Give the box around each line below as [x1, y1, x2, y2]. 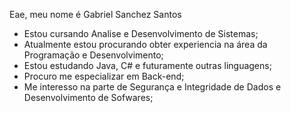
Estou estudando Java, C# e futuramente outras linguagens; [23, 60, 272, 71]
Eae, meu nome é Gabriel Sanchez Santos [9, 9, 182, 20]
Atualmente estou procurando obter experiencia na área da [23, 39, 268, 50]
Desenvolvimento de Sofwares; [23, 92, 154, 103]
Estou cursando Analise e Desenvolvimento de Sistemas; [23, 28, 259, 39]
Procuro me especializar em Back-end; [23, 70, 185, 82]
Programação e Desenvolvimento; [23, 49, 164, 61]
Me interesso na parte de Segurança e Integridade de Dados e [23, 81, 282, 93]
